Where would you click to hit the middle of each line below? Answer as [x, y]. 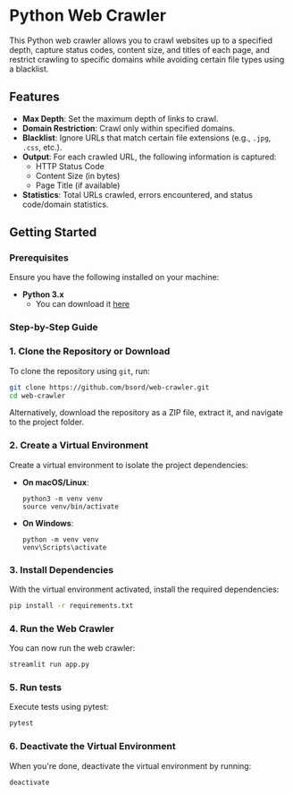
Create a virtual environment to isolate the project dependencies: [129, 465]
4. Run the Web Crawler [62, 628]
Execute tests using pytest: [59, 707]
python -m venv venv [60, 539]
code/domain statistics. [65, 204]
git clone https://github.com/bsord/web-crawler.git [109, 387]
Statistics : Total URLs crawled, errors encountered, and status [137, 194]
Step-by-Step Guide [54, 328]
